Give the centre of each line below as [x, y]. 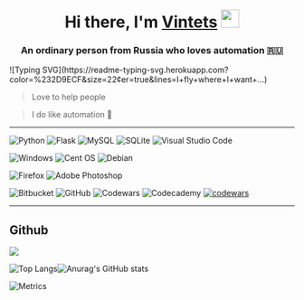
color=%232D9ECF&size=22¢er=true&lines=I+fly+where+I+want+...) [138, 80]
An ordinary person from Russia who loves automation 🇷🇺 [152, 51]
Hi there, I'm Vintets [141, 22]
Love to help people [68, 97]
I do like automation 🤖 [72, 115]
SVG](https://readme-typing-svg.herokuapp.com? [135, 70]
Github [29, 230]
